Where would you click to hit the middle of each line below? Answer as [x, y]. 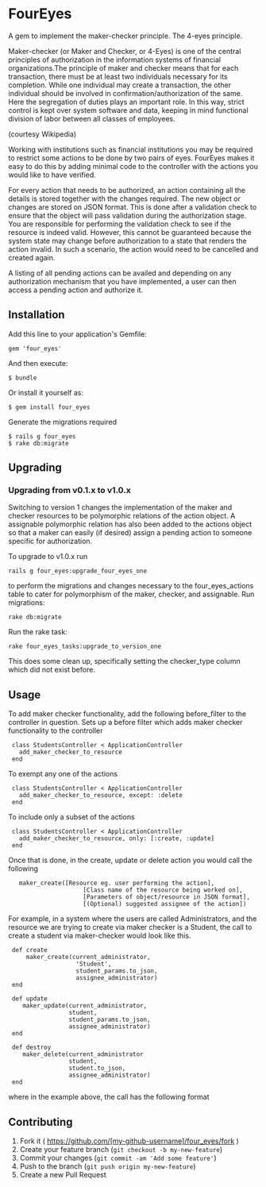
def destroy [31, 1048]
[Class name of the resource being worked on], [163, 890]
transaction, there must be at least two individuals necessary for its [118, 76]
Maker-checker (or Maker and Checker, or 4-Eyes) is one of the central [125, 51]
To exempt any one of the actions [63, 774]
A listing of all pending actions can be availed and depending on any [120, 273]
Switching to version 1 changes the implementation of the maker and [120, 507]
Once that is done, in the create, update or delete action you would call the [130, 860]
